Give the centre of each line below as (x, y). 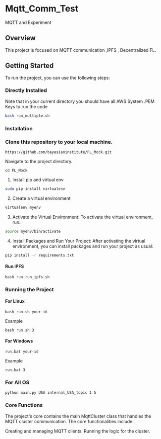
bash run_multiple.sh (27, 116)
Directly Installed (26, 90)
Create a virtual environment (41, 198)
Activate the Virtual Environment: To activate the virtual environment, (82, 217)
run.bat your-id (22, 351)
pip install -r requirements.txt (40, 255)
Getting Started (29, 66)
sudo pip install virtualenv (35, 189)
